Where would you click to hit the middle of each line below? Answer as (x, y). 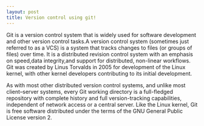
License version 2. (29, 117)
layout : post (23, 12)
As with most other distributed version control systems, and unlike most (96, 85)
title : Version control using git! (51, 18)
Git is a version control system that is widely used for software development (101, 35)
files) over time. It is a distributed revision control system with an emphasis (100, 54)
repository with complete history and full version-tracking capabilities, (94, 98)
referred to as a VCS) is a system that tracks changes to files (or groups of (99, 48)
